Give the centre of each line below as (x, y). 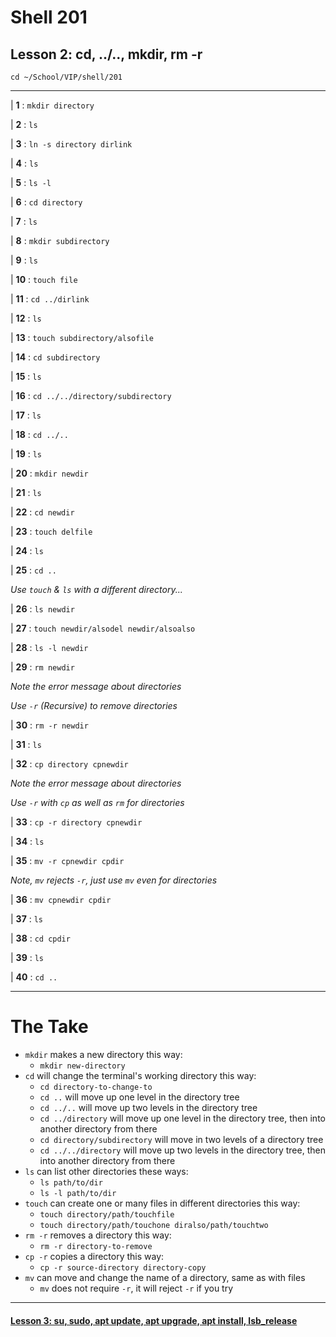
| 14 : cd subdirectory (55, 357)
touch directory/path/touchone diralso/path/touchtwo (154, 1225)
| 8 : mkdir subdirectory (60, 240)
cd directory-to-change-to (96, 1087)
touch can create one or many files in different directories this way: (162, 1203)
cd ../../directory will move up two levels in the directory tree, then (182, 1150)
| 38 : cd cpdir (40, 938)
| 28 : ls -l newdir (49, 647)
